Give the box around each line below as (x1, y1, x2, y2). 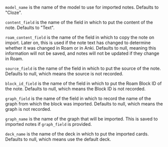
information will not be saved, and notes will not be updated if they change (5, 50, 159, 56)
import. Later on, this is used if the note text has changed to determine (5, 40, 151, 46)
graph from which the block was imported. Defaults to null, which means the (5, 101, 163, 107)
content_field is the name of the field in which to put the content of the (5, 20, 153, 25)
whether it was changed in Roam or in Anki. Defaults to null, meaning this (5, 45, 156, 51)
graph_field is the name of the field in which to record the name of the (5, 95, 151, 101)
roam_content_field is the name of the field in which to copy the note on (5, 35, 154, 40)
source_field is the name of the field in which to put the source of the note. (5, 65, 161, 71)
